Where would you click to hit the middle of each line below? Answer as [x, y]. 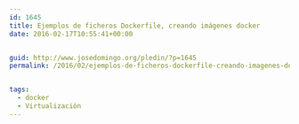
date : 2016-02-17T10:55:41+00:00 [71, 34]
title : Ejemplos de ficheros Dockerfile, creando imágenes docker [135, 26]
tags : [19, 89]
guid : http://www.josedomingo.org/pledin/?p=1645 [103, 58]
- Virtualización [49, 106]
